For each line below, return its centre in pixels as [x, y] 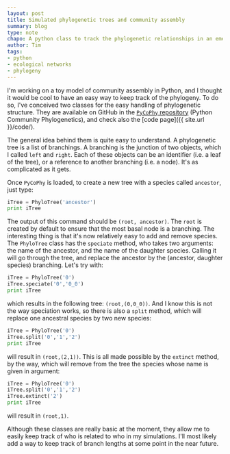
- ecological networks [39, 64]
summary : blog [27, 26]
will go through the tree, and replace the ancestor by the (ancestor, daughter [115, 258]
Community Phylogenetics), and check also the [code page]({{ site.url [106, 119]
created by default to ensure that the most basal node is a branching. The [111, 229]
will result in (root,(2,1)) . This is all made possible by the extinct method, [113, 356]
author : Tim [24, 45]
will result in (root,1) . [38, 416]
